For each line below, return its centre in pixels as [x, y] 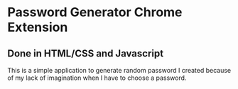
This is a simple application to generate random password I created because [119, 70]
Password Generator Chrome [95, 12]
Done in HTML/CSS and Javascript [86, 53]
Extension [38, 27]
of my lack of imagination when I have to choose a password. [97, 78]
